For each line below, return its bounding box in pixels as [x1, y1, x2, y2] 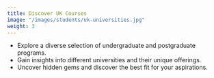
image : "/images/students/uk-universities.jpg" [7, 16, 146, 23]
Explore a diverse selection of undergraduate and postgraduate [16, 42, 196, 50]
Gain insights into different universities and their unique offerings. [16, 56, 202, 64]
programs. [16, 49, 46, 57]
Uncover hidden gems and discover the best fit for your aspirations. [16, 63, 209, 72]
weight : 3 [7, 23, 36, 29]
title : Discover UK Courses [7, 10, 88, 17]
